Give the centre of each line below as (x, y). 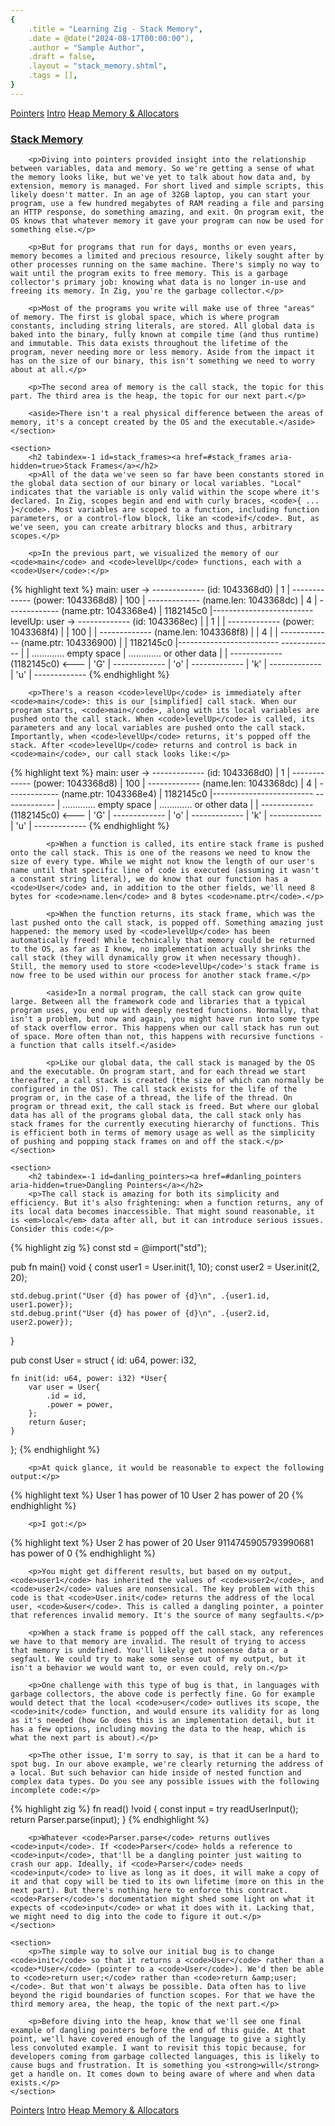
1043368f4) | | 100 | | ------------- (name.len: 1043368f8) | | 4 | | (144, 632)
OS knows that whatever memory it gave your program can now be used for (167, 221)
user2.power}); (42, 1322)
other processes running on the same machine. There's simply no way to (165, 265)
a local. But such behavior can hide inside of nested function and (156, 1773)
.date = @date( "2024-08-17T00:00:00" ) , (111, 38)
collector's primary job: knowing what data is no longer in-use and (158, 282)
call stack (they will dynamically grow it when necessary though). (156, 958)
